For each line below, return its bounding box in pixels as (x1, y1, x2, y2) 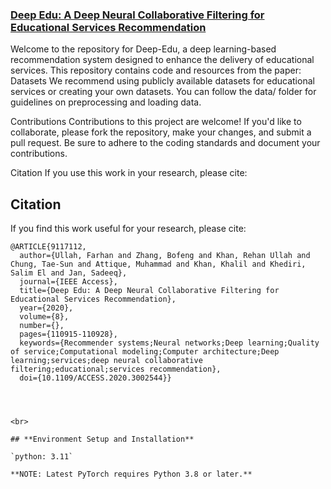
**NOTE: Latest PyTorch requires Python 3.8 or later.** (10, 469, 253, 480)
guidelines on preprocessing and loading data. (10, 96, 202, 108)
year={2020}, (19, 303, 74, 313)
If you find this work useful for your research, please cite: (10, 223, 247, 235)
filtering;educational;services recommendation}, (10, 364, 222, 375)
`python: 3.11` (10, 452, 74, 462)
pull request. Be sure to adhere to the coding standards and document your (10, 137, 321, 149)
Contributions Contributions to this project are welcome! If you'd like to (10, 116, 302, 128)
